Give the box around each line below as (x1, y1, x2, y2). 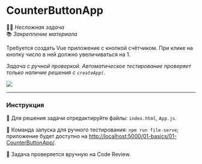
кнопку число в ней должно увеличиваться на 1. (6, 51, 131, 58)
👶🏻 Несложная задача (6, 24, 65, 31)
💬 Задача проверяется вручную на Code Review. (6, 151, 131, 158)
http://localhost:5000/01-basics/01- (88, 133, 177, 140)
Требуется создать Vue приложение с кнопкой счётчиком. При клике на (6, 44, 194, 51)
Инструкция (6, 101, 44, 109)
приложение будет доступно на (6, 133, 88, 140)
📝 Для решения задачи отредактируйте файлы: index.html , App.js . (6, 115, 177, 122)
